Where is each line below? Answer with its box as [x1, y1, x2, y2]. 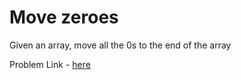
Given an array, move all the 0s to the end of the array [9, 39, 232, 51]
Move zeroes [9, 6, 119, 29]
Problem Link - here [9, 58, 91, 70]
